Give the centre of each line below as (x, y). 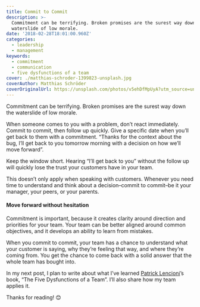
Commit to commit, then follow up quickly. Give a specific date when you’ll (98, 130)
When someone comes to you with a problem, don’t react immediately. (93, 124)
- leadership (28, 45)
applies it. (18, 286)
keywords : (18, 56)
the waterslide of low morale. (42, 112)
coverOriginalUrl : (29, 89)
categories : (21, 39)
